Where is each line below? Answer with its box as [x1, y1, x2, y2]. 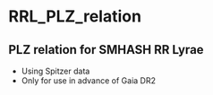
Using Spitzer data [21, 65, 90, 76]
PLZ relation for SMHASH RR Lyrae [8, 42, 204, 57]
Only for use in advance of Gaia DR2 [21, 75, 156, 86]
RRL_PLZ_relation [8, 6, 142, 27]
